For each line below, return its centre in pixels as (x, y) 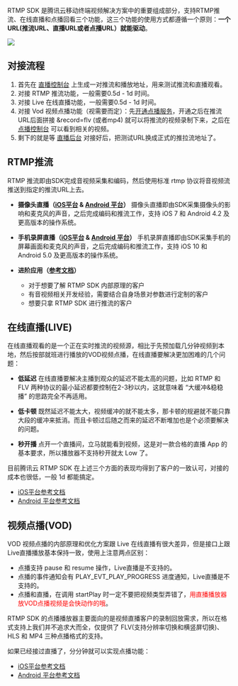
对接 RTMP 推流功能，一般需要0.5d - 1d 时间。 (85, 93)
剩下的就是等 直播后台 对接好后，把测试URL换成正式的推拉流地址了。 (119, 138)
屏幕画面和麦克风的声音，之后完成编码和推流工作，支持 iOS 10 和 (112, 246)
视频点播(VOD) (40, 525)
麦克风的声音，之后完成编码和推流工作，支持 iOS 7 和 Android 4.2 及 (130, 213)
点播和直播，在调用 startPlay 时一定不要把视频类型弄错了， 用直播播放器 (122, 594)
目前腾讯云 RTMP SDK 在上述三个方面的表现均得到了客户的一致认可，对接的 (118, 468)
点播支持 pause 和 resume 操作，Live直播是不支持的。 (97, 568)
